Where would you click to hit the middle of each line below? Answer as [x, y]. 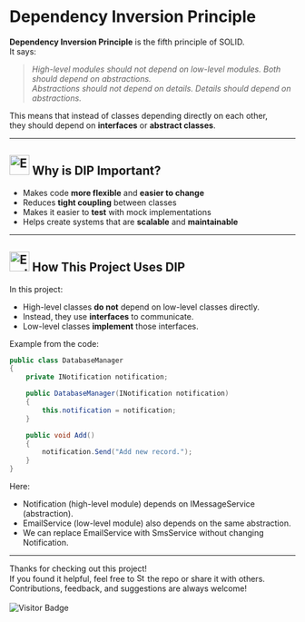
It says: [23, 51]
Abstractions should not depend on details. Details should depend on [161, 88]
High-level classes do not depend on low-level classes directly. [141, 307]
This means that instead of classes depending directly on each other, [138, 115]
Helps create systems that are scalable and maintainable [130, 222]
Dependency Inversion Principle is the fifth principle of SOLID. [127, 42]
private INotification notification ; [97, 377]
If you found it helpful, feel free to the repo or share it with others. [138, 579]
